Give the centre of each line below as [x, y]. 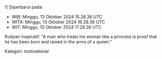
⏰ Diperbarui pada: [24, 7]
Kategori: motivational [27, 51]
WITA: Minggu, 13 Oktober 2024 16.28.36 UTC [58, 22]
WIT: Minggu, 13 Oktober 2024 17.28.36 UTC [57, 27]
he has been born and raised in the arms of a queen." [58, 42]
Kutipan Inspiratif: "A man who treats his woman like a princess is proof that [81, 37]
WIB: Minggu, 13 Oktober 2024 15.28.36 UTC [57, 17]
